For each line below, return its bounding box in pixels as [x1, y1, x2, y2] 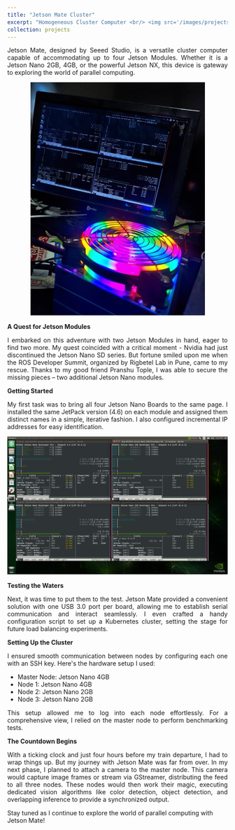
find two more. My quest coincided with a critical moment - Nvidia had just [7, 344, 228, 352]
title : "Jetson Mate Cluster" [7, 11, 96, 18]
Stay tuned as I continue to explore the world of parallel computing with [7, 809, 213, 817]
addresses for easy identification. [7, 423, 104, 431]
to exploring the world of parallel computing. [7, 69, 136, 77]
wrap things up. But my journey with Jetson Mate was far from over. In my [7, 758, 228, 766]
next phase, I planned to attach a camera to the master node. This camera [7, 766, 228, 774]
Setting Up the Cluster [7, 638, 73, 647]
